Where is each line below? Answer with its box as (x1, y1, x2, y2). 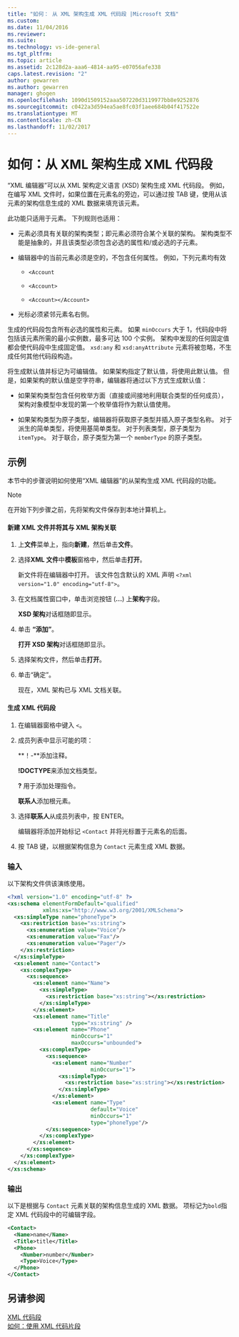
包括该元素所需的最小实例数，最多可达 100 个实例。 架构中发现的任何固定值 (7, 334, 230, 343)
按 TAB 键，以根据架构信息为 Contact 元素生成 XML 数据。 (17, 842, 189, 850)
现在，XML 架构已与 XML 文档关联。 (17, 686, 126, 695)
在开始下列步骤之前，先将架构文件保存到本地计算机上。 (7, 505, 170, 514)
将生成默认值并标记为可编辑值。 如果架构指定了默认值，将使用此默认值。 (7, 367, 222, 375)
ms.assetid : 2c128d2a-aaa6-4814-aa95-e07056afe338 (7, 64, 161, 71)
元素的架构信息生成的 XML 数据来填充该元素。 (7, 199, 143, 208)
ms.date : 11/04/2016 (7, 24, 69, 31)
